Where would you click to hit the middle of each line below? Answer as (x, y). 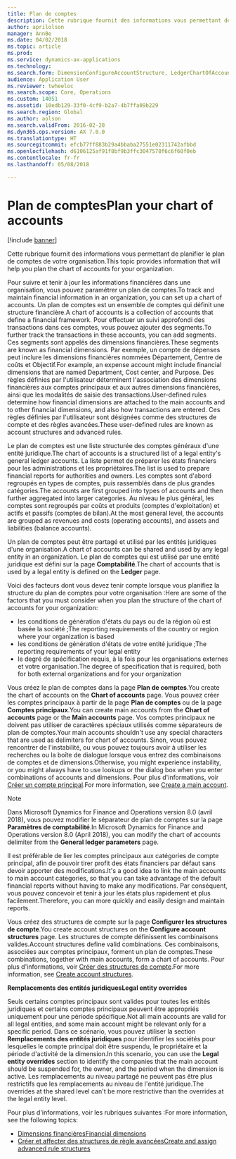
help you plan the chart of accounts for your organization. (91, 268)
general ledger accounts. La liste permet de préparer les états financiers (112, 460)
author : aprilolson (36, 27)
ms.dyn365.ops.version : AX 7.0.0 (56, 132)
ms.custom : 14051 (33, 99)
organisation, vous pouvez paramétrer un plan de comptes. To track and (111, 290)
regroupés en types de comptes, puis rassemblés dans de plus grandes (111, 483)
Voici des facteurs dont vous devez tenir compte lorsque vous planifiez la (113, 585)
